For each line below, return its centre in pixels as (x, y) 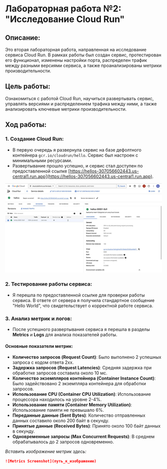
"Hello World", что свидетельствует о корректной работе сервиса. (83, 306)
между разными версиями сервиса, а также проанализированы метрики (83, 66)
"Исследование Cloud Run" (65, 19)
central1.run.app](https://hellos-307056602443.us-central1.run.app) (82, 176)
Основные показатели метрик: (39, 346)
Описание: (23, 38)
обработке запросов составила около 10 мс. (60, 373)
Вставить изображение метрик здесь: (46, 452)
